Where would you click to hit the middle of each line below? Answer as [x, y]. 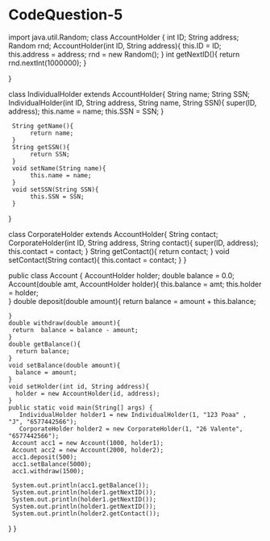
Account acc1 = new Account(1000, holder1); [87, 443]
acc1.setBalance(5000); [52, 464]
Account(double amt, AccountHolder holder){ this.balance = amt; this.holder [135, 284]
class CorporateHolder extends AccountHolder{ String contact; [113, 234]
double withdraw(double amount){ [64, 323]
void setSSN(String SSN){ [55, 189]
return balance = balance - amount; [75, 330]
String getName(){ [43, 126]
